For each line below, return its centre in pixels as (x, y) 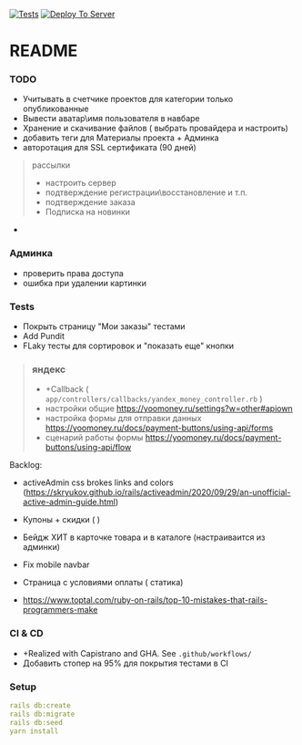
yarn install (34, 731)
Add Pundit (44, 336)
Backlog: (26, 465)
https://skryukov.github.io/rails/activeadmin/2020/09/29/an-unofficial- (158, 492)
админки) (41, 547)
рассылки (51, 165)
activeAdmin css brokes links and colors (98, 482)
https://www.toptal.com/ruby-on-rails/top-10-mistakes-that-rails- (145, 600)
